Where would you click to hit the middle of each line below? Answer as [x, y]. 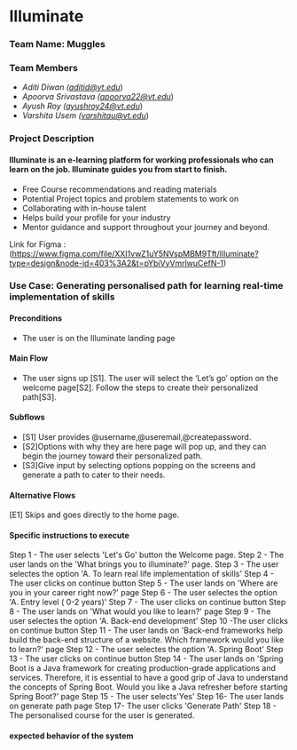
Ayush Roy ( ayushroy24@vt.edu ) [82, 106]
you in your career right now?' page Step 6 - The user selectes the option [143, 593]
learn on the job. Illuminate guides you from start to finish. [118, 169]
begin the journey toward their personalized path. [112, 456]
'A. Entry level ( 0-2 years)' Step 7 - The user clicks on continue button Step [148, 602]
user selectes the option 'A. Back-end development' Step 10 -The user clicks [149, 621]
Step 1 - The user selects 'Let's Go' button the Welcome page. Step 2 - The [147, 555]
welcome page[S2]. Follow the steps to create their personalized [140, 387]
